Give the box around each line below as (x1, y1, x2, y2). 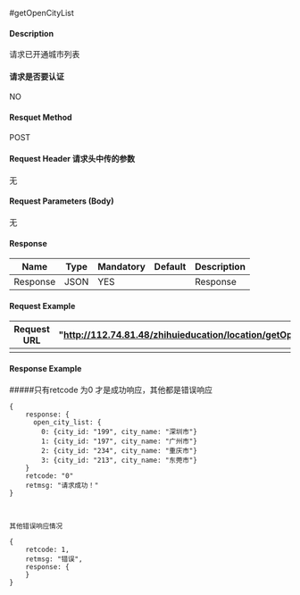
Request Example (9, 300, 76, 311)
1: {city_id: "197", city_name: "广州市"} (41, 437, 198, 446)
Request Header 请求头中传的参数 (9, 154, 136, 164)
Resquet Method (9, 112, 73, 122)
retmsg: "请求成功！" (25, 481, 99, 490)
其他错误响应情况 (9, 522, 63, 531)
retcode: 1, (25, 545, 70, 554)
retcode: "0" (25, 471, 74, 481)
